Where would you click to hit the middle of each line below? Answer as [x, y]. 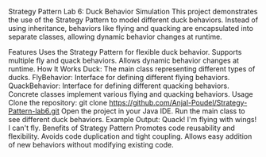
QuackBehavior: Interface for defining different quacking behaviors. [119, 86]
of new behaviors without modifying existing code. [91, 145]
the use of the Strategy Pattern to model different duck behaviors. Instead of [133, 20]
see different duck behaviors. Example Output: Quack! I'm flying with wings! [132, 119]
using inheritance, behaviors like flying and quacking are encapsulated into [131, 28]
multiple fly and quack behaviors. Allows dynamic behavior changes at [124, 60]
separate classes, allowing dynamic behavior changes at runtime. [115, 36]
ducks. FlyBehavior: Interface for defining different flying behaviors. [119, 77]
